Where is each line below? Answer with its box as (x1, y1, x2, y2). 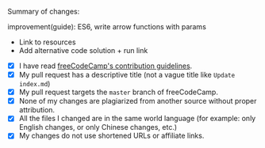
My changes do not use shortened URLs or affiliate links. (18, 131, 205, 141)
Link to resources (18, 37, 76, 47)
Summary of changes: (7, 7, 80, 16)
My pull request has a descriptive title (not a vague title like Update (18, 70, 236, 80)
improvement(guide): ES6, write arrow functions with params (7, 22, 207, 31)
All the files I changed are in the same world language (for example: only (18, 114, 256, 123)
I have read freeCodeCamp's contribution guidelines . (18, 61, 193, 70)
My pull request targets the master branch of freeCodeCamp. (18, 87, 219, 97)
